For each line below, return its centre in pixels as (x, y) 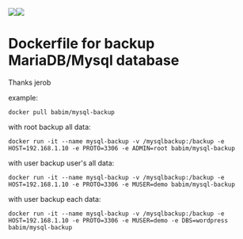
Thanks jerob (30, 82)
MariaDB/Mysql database (94, 61)
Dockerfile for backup (82, 44)
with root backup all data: (49, 127)
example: (23, 97)
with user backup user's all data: (61, 163)
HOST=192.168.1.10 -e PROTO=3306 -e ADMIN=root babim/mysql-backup (122, 148)
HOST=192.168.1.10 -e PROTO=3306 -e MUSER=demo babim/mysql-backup (122, 184)
